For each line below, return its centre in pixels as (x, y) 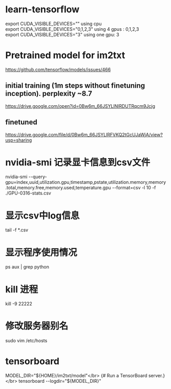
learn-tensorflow (42, 9)
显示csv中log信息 (42, 215)
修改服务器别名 (37, 326)
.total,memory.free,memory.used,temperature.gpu (58, 188)
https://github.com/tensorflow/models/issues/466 (58, 69)
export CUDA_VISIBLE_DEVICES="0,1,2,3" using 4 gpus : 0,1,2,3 (72, 29)
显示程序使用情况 (41, 252)
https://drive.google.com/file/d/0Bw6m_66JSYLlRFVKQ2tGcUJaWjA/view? (84, 134)
